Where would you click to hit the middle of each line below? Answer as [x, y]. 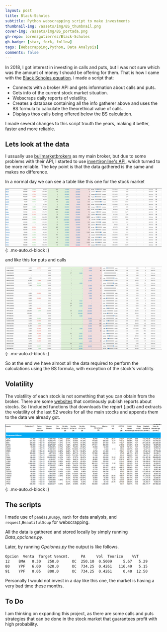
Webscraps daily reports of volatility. [50, 98]
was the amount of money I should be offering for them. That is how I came [82, 73]
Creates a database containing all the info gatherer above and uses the [85, 103]
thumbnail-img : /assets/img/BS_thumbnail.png [53, 26]
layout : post [19, 10]
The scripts [23, 505]
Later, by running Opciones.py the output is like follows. [62, 547]
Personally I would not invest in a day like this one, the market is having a [80, 580]
